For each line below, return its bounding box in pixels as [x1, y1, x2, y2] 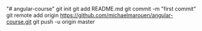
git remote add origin [6, 12, 59, 19]
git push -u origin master [33, 18, 96, 25]
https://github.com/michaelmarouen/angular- [60, 12, 173, 19]
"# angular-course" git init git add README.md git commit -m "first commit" [6, 5, 197, 12]
